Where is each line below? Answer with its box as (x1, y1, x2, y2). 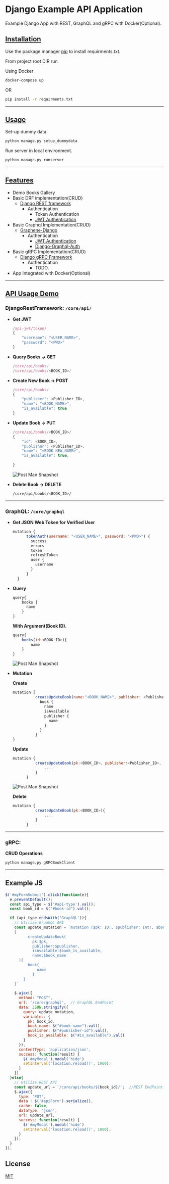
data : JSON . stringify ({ (18, 1005, 69, 1010)
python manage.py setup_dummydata (5, 138, 78, 144)
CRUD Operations (5, 850, 43, 857)
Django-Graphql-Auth (35, 243, 80, 249)
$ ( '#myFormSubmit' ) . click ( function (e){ (5, 892, 89, 897)
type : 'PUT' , (18, 1094, 46, 1099)
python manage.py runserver (5, 158, 64, 163)
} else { (10, 1075, 24, 1080)
